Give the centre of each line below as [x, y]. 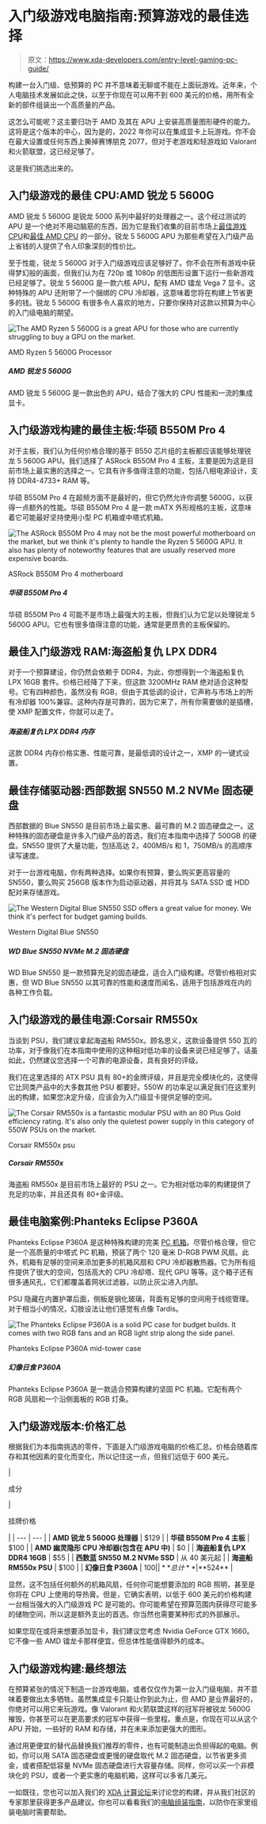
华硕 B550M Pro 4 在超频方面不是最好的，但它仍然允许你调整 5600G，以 [127, 497]
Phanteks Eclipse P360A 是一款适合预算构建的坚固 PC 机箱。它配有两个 [125, 1388]
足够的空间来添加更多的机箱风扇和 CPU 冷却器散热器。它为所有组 [149, 1261]
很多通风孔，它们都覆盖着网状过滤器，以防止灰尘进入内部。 [105, 1281]
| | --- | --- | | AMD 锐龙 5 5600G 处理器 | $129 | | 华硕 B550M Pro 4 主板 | [129, 1538]
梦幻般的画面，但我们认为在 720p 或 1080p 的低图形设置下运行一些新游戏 [135, 273]
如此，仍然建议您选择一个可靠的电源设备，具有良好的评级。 [105, 1060]
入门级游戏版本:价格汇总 [67, 1426]
